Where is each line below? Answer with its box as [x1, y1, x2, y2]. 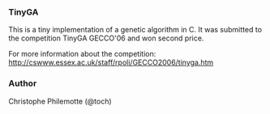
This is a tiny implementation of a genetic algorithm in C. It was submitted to [8, 25, 262, 35]
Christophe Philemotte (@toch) [8, 96, 112, 106]
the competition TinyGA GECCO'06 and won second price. [8, 33, 204, 43]
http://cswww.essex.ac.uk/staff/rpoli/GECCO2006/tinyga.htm [8, 57, 214, 67]
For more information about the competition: [8, 49, 156, 59]
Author [8, 78, 37, 89]
